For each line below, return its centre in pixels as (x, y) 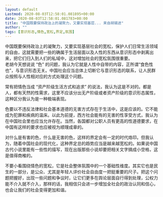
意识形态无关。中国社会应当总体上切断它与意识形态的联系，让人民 (86, 70)
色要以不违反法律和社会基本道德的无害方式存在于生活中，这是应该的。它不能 (81, 109)
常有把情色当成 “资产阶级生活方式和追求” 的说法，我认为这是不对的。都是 (78, 87)
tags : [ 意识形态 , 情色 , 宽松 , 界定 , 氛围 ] (40, 32)
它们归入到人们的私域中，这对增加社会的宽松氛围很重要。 (75, 58)
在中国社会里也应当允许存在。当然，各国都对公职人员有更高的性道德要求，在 (81, 121)
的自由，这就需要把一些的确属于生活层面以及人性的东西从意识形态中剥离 (77, 52)
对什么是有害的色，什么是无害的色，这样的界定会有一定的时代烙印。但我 (77, 137)
